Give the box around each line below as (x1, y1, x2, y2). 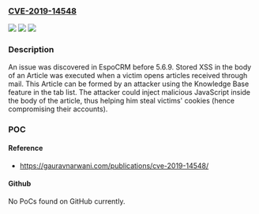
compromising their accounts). (8, 104, 108, 114)
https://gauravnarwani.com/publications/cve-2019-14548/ (19, 160, 209, 171)
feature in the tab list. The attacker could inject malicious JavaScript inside (8, 87, 251, 96)
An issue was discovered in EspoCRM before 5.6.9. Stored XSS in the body (8, 62, 252, 72)
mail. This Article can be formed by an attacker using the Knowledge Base (8, 79, 250, 88)
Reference (8, 144, 43, 153)
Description (8, 44, 54, 55)
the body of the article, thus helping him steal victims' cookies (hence (8, 96, 235, 105)
